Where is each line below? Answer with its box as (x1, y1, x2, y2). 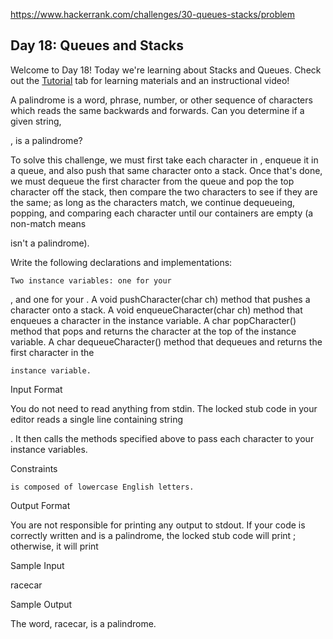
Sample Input (10, 559, 65, 571)
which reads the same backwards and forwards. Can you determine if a (10, 104, 305, 116)
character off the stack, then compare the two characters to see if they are (10, 185, 318, 198)
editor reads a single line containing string (10, 413, 183, 425)
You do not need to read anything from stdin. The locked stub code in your (10, 402, 318, 414)
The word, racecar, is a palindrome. (10, 617, 157, 629)
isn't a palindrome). (10, 237, 90, 249)
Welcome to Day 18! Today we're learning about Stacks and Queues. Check (10, 64, 322, 76)
